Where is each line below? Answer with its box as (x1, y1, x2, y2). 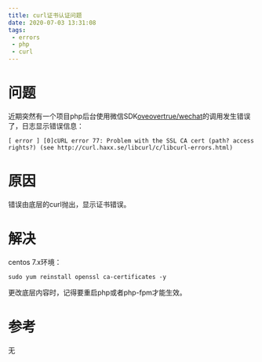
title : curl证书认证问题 (8, 11, 82, 20)
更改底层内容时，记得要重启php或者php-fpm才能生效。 (8, 288, 187, 297)
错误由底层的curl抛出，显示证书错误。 (8, 199, 131, 208)
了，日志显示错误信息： (8, 121, 84, 130)
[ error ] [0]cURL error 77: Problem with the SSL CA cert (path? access (8, 136, 255, 145)
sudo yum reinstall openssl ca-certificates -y (8, 273, 167, 281)
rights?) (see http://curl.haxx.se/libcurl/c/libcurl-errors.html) (8, 143, 234, 151)
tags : (8, 26, 26, 34)
